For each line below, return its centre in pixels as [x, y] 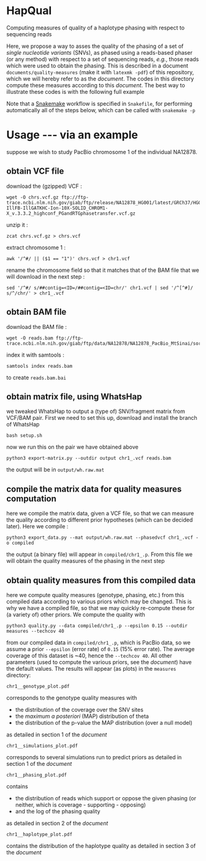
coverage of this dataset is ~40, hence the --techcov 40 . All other [89, 655]
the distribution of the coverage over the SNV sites [79, 709]
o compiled [20, 543]
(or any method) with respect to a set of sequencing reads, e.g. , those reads [103, 59]
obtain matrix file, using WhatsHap [74, 396]
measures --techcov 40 [35, 631]
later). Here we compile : [37, 527]
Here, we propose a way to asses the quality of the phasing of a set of [95, 46]
